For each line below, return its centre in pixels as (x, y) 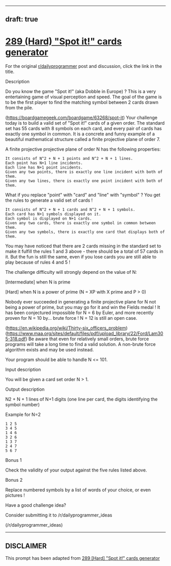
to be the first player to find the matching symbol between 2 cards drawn (82, 102)
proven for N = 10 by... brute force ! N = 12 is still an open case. (71, 318)
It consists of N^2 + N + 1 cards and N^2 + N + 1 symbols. (70, 210)
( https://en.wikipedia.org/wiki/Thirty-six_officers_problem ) (67, 328)
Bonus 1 (13, 460)
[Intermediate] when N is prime (38, 282)
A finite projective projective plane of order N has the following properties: (83, 149)
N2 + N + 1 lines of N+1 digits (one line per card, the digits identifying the (81, 399)
